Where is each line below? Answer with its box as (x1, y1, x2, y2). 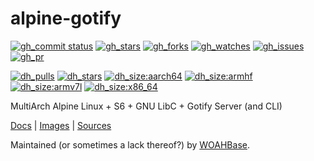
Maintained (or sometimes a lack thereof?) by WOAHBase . (10, 138, 250, 151)
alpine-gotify (10, 7, 122, 30)
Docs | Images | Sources (10, 119, 112, 131)
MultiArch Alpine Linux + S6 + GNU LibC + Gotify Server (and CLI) (10, 100, 283, 112)
